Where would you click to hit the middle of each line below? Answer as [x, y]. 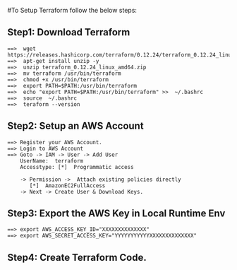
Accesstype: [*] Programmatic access [77, 167]
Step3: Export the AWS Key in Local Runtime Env [116, 214]
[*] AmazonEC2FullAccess [67, 186]
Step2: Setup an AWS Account [75, 126]
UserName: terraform [51, 161]
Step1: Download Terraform [69, 32]
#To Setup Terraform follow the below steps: [72, 10]
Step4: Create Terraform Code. [77, 257]
